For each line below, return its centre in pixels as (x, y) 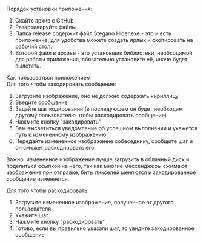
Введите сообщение (41, 102)
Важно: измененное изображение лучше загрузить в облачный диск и (98, 159)
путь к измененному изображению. (61, 134)
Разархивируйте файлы (45, 27)
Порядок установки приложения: (49, 9)
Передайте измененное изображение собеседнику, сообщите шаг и (104, 141)
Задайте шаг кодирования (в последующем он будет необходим (99, 109)
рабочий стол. (34, 46)
